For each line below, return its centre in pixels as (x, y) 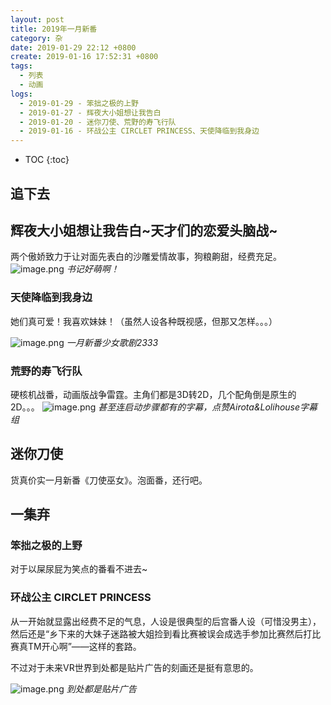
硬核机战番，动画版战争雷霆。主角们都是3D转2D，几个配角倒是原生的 (153, 394)
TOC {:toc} (47, 160)
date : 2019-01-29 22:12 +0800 (73, 47)
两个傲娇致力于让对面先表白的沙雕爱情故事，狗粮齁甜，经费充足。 (146, 257)
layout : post (37, 19)
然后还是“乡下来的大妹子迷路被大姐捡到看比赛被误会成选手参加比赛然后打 (161, 633)
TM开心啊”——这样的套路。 (84, 646)
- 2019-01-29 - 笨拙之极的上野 (79, 103)
